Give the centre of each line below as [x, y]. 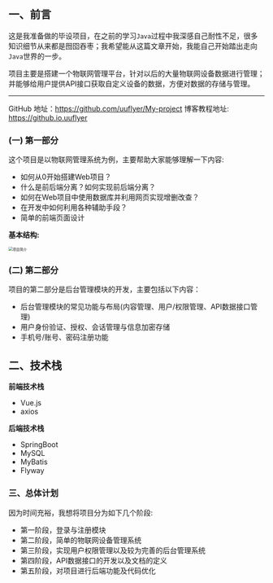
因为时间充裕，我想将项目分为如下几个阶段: [81, 512]
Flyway [32, 471]
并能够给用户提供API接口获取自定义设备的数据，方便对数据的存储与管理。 [132, 83]
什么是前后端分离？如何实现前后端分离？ [88, 187]
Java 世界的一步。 [37, 56]
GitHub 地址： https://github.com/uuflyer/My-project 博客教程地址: [119, 108]
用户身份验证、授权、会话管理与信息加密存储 [95, 327]
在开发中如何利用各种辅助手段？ [74, 208]
